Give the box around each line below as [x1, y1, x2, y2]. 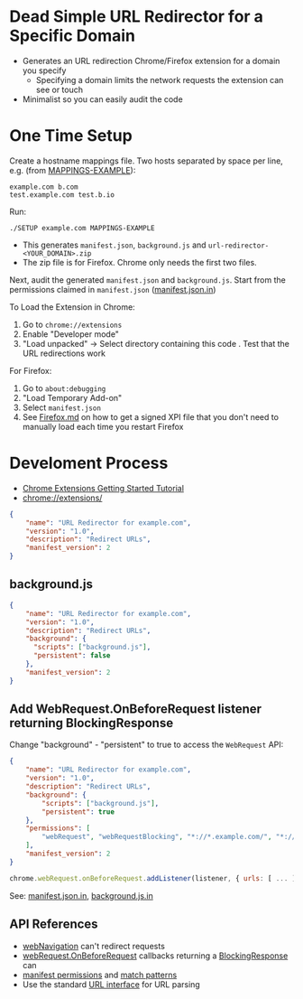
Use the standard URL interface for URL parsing [22, 978, 200, 990]
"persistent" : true [41, 807, 115, 817]
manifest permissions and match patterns [22, 969, 178, 980]
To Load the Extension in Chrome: [9, 301, 135, 313]
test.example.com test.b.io [9, 190, 115, 200]
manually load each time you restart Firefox [22, 421, 184, 432]
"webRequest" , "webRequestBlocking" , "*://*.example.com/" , [41, 833, 272, 842]
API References [9, 917, 98, 932]
